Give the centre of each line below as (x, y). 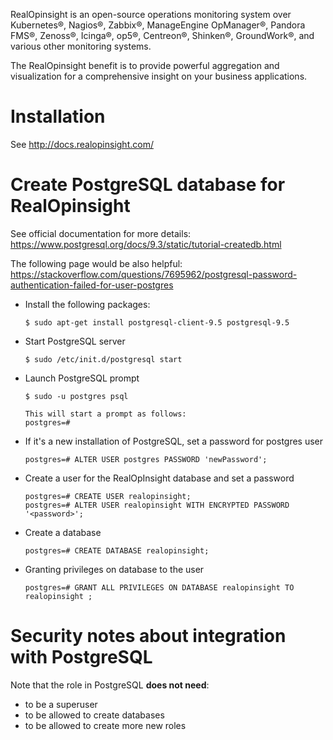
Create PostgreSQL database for (148, 185)
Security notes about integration (148, 636)
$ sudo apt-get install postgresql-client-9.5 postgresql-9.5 (157, 322)
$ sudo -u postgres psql (76, 396)
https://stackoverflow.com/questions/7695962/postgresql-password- (154, 274)
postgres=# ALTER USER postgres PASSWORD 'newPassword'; (146, 459)
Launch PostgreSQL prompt (82, 378)
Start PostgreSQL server (75, 341)
